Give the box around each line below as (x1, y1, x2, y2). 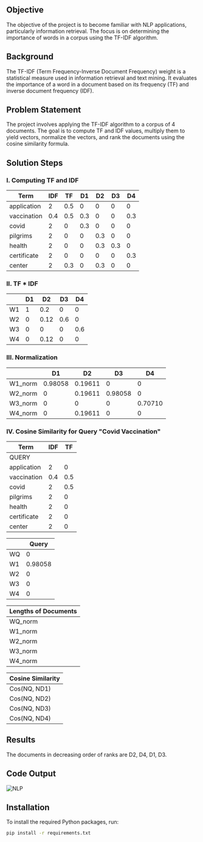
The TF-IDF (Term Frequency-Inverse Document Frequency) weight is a (6, 67, 186, 75)
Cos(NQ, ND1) (9, 685, 52, 693)
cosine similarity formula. (6, 140, 70, 148)
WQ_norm (9, 617, 38, 626)
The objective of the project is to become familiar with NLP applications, (6, 21, 187, 28)
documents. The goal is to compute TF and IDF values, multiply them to (6, 127, 185, 134)
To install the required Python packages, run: (6, 818, 119, 826)
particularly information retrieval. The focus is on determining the (6, 27, 170, 35)
